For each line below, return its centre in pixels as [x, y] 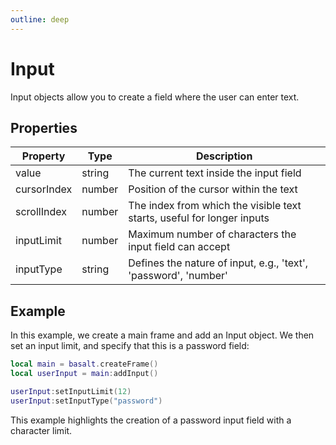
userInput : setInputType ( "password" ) [86, 401]
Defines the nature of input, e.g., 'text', [218, 263]
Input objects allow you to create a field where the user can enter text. [155, 97]
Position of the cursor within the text [213, 189]
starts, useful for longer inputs [199, 218]
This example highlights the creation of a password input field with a [151, 420]
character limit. [41, 430]
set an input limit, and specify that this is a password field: [130, 346]
